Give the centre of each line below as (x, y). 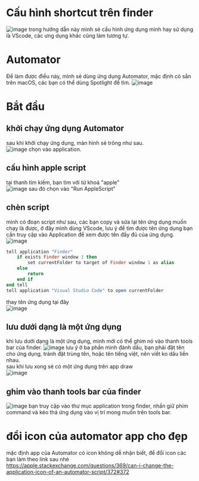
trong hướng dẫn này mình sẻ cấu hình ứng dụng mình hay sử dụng (111, 29)
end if (25, 279)
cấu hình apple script (46, 168)
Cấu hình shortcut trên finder (80, 13)
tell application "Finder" (40, 252)
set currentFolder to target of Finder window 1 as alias (101, 263)
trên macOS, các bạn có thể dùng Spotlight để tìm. (69, 82)
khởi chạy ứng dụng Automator (65, 128)
